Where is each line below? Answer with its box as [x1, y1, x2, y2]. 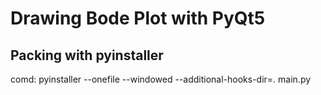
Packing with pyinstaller [10, 47, 164, 64]
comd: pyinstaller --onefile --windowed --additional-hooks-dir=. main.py [10, 73, 312, 85]
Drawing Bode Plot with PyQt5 [10, 7, 266, 30]
